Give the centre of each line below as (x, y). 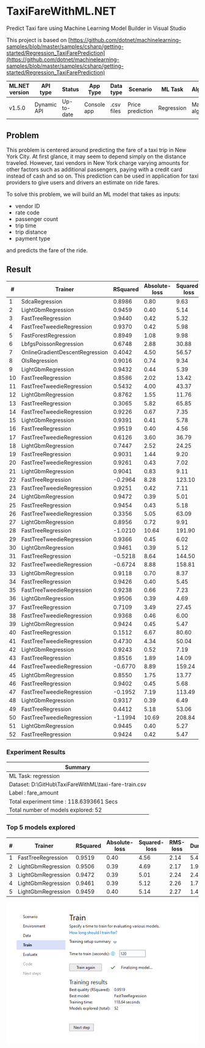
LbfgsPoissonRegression (52, 344)
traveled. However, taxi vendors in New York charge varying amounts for (98, 163)
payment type (33, 238)
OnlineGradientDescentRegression (65, 352)
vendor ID (27, 206)
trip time (26, 225)
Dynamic (46, 104)
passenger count (37, 219)
